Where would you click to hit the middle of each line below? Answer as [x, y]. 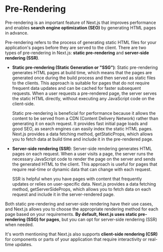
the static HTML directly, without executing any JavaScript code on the [83, 98]
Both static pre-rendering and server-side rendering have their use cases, [79, 204]
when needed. [19, 224]
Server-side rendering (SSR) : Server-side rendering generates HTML [82, 148]
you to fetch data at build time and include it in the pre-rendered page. [82, 139]
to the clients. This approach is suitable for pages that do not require [81, 83]
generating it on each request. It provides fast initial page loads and [80, 124]
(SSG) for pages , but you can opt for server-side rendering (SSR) [92, 219]
